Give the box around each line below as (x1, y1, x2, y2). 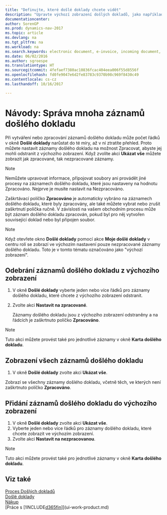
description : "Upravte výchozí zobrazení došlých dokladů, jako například (5, 12, 164, 17)
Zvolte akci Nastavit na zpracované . (12, 302, 88, 308)
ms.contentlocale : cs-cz (5, 77, 57, 82)
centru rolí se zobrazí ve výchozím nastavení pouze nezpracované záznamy (5, 241, 161, 247)
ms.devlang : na (5, 35, 37, 40)
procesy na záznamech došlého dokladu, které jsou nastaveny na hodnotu (5, 180, 158, 186)
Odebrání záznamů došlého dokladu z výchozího (5, 266, 160, 274)
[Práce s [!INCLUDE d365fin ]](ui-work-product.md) (5, 504, 109, 510)
